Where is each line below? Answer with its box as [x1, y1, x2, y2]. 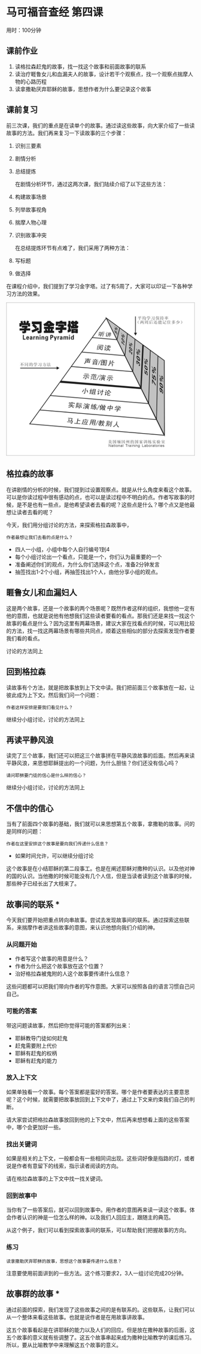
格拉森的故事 [6, 469, 54, 479]
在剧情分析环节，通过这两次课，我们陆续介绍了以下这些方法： [14, 180, 167, 187]
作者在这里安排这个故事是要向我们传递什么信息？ [6, 841, 109, 847]
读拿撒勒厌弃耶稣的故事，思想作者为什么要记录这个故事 [14, 85, 151, 93]
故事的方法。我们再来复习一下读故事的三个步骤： [6, 129, 127, 136]
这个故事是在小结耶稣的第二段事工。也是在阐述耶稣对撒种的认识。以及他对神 [6, 865, 195, 872]
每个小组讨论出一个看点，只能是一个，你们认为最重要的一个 [14, 553, 162, 560]
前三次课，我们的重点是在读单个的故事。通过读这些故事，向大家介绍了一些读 [6, 121, 195, 129]
